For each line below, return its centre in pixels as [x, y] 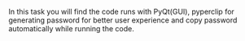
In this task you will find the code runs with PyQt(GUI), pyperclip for [121, 12]
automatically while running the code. [71, 29]
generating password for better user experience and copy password [123, 20]
